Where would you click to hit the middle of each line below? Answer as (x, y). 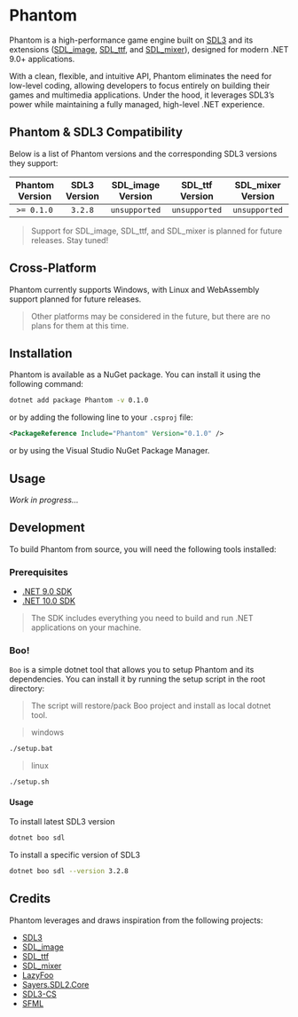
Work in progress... (44, 500)
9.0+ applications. (42, 59)
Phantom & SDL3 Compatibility (96, 133)
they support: (34, 163)
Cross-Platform (53, 268)
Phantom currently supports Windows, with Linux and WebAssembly (134, 289)
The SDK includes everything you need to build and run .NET (142, 619)
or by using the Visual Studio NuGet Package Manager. (110, 451)
